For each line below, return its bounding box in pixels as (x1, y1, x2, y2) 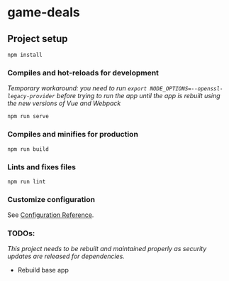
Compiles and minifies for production (7, 129, 138, 139)
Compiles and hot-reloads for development (7, 68, 160, 78)
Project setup (7, 33, 69, 45)
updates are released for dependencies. (7, 252, 125, 260)
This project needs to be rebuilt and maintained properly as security (7, 245, 207, 253)
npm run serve (7, 113, 50, 120)
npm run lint (7, 178, 46, 185)
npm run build (7, 145, 50, 153)
